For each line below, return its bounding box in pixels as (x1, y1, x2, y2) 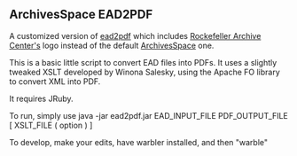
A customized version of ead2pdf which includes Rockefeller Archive (9, 30, 262, 41)
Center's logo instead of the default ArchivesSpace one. (9, 40, 215, 51)
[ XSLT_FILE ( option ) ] (9, 120, 93, 130)
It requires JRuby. (9, 93, 74, 104)
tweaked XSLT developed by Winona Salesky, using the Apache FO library (9, 66, 281, 77)
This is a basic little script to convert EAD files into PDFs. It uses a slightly (9, 57, 277, 67)
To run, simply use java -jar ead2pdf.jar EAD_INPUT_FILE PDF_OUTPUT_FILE (9, 110, 288, 121)
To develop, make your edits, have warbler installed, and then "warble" (9, 136, 269, 147)
